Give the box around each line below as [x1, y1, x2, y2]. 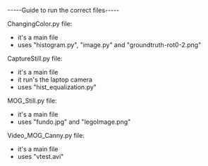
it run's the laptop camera [17, 75, 93, 84]
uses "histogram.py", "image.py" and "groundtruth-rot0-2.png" [17, 41, 202, 49]
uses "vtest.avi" [17, 153, 64, 160]
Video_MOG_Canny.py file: [7, 132, 85, 139]
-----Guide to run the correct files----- [7, 6, 120, 14]
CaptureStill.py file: [7, 54, 63, 63]
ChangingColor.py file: [7, 20, 73, 27]
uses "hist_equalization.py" [17, 83, 97, 91]
